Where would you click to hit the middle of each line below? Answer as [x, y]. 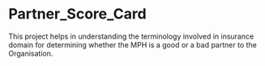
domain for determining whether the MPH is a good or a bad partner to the [132, 44]
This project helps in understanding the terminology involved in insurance [131, 36]
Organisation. [31, 53]
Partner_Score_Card [78, 14]
